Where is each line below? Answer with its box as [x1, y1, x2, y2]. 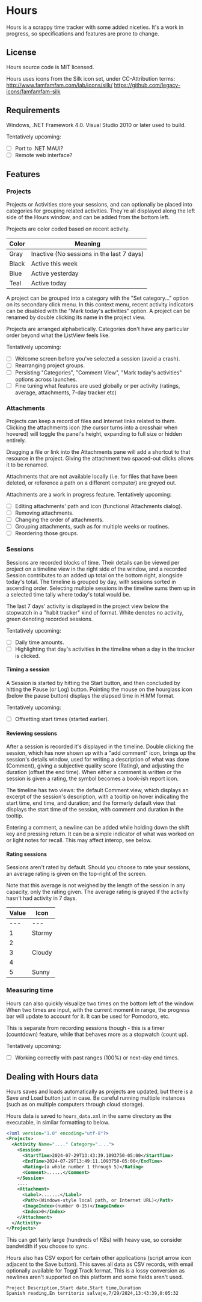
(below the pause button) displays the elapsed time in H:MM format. [6, 692, 175, 699]
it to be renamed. [6, 461, 49, 468]
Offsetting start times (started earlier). [14, 715, 109, 722]
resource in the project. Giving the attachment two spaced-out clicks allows [6, 454, 194, 462]
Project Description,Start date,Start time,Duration [6, 1285, 141, 1291]
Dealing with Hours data [6, 1072, 99, 1082]
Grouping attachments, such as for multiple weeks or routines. [14, 523, 170, 530]
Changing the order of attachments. [14, 516, 104, 524]
